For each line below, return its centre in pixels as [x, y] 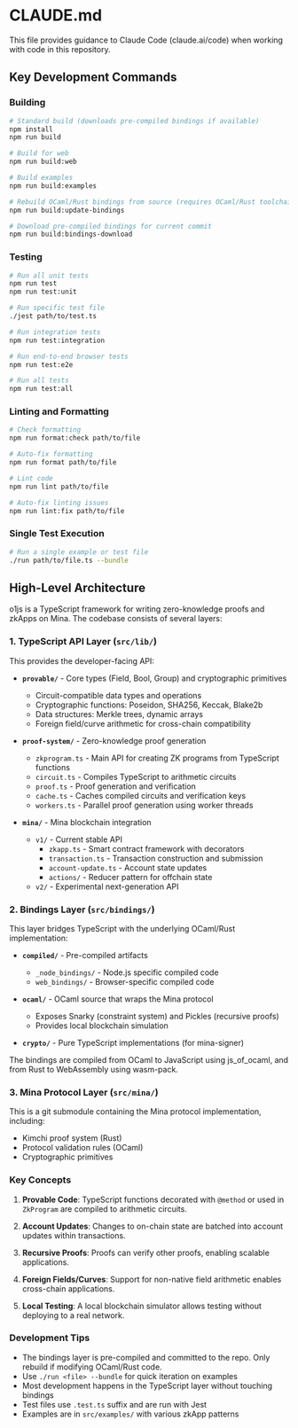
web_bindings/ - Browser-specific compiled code [125, 981]
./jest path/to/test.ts [53, 316]
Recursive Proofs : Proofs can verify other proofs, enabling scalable [146, 1252]
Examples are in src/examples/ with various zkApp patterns [130, 1414]
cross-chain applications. [68, 1288]
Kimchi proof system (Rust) [72, 1138]
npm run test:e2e [41, 364]
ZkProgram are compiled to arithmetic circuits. [105, 1209]
